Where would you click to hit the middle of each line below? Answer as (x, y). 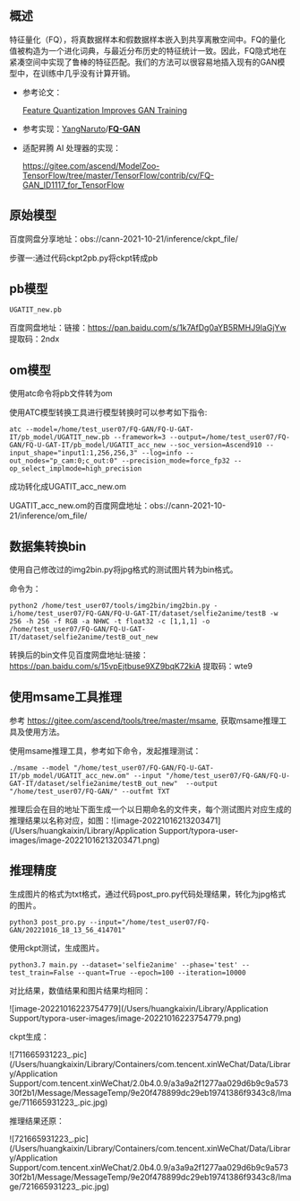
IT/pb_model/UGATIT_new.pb (60, 437)
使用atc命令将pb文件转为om (61, 393)
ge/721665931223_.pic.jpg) (60, 1186)
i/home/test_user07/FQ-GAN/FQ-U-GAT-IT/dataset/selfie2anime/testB (138, 614)
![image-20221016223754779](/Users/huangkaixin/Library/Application (139, 1008)
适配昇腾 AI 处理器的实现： (72, 147)
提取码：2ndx (34, 339)
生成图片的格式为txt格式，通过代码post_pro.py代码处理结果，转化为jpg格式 (148, 894)
